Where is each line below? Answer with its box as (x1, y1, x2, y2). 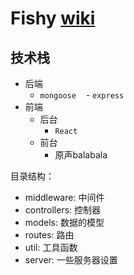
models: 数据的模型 (24, 217, 105, 228)
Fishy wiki (10, 7, 96, 30)
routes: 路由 (24, 229, 75, 241)
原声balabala (54, 149, 108, 161)
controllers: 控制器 (24, 204, 102, 216)
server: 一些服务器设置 (24, 254, 118, 266)
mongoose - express (39, 89, 125, 101)
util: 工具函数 (24, 242, 78, 253)
